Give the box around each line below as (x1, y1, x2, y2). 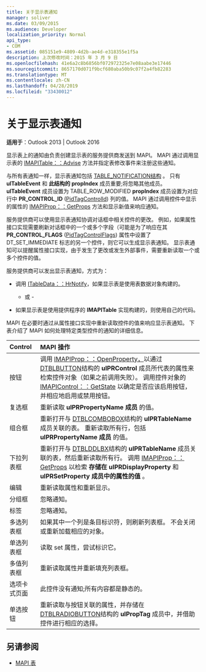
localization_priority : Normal (6, 32, 86, 38)
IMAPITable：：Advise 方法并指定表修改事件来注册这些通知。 (23, 159, 179, 166)
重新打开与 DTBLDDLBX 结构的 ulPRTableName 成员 (39, 444, 190, 453)
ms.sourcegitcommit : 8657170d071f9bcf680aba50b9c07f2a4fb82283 (6, 66, 172, 72)
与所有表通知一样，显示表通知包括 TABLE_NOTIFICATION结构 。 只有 (6, 172, 181, 179)
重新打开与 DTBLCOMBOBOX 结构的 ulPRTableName (39, 414, 192, 423)
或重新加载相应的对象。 (39, 527, 108, 535)
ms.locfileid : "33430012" (6, 89, 72, 95)
